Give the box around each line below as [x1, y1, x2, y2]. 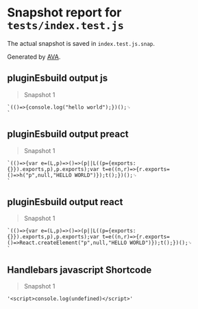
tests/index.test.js [7, 19, 125, 32]
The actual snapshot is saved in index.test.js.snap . [7, 39, 156, 47]
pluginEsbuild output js [7, 72, 108, 84]
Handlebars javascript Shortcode [7, 264, 152, 276]
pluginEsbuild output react [7, 196, 123, 208]
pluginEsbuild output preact [7, 129, 129, 140]
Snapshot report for [7, 5, 122, 21]
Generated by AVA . [7, 53, 61, 61]
